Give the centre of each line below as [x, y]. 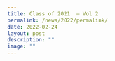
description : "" [31, 40]
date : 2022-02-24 [33, 27]
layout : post [26, 33]
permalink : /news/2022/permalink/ [58, 20]
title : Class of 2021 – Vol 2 [53, 14]
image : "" [22, 46]
